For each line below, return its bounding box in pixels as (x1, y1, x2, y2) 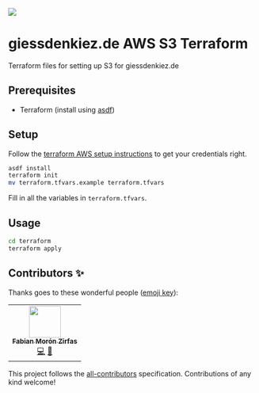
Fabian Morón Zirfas (12, 337, 78, 346)
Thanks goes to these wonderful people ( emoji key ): (8, 288, 179, 297)
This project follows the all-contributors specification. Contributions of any (8, 368, 252, 378)
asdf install (8, 164, 51, 172)
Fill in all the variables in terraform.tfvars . (8, 193, 147, 203)
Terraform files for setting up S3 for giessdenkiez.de (8, 60, 180, 71)
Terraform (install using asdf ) (19, 105, 115, 114)
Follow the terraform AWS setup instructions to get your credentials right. (8, 149, 247, 158)
